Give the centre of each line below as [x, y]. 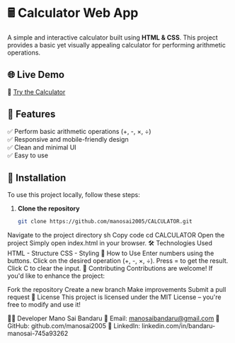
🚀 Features [31, 114]
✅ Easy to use [28, 155]
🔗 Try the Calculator [36, 91]
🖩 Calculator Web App [73, 13]
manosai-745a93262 [38, 334]
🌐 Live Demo [36, 75]
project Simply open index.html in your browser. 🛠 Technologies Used [110, 243]
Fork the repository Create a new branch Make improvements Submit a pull [117, 290]
